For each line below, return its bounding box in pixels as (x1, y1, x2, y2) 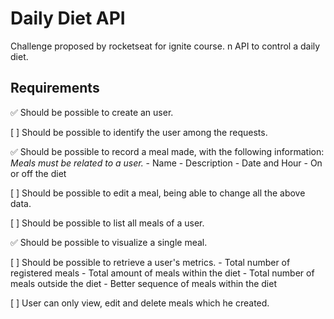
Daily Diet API (10, 7, 126, 30)
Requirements (10, 80, 100, 97)
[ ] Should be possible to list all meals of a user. (10, 217, 205, 229)
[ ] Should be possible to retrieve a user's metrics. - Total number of (10, 256, 291, 268)
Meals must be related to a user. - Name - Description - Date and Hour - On (10, 157, 323, 169)
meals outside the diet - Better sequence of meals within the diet (10, 277, 277, 289)
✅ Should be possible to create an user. (10, 106, 174, 118)
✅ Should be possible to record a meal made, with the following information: (10, 145, 325, 157)
